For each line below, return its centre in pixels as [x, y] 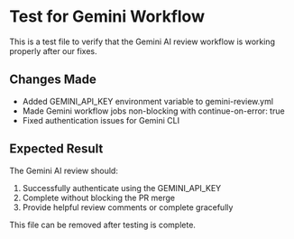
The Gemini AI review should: [64, 170]
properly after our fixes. [53, 51]
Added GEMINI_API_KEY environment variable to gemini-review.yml [147, 101]
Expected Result [56, 149]
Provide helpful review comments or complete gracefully [128, 207]
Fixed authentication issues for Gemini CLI [101, 120]
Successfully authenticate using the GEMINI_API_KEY [122, 188]
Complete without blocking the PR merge [99, 198]
